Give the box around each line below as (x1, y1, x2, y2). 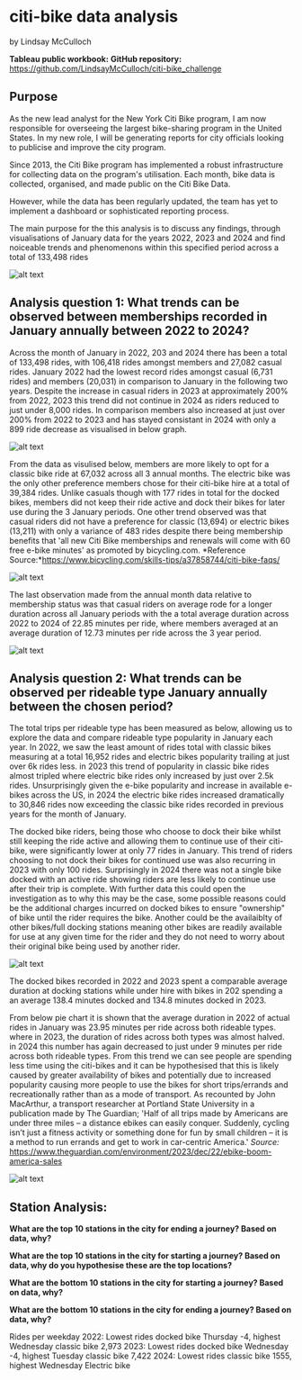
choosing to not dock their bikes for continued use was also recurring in (9, 855, 276, 866)
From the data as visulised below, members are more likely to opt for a (9, 458, 270, 469)
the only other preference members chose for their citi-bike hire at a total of (9, 477, 290, 488)
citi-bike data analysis (9, 6, 178, 27)
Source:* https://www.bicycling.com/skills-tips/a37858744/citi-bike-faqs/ (9, 554, 280, 564)
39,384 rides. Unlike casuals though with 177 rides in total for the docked (9, 487, 280, 498)
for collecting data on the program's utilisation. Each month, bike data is (9, 168, 276, 179)
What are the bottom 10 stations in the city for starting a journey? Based (9, 1277, 284, 1288)
